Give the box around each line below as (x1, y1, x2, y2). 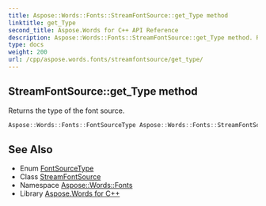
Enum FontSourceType (19, 163, 94, 174)
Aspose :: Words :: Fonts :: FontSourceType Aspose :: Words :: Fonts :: (8, 121, 218, 129)
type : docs (8, 41, 44, 49)
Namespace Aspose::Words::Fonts (19, 181, 133, 190)
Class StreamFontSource (19, 172, 101, 182)
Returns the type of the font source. (8, 106, 125, 115)
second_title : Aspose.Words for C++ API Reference (8, 26, 179, 34)
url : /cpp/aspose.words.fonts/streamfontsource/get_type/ (8, 56, 203, 64)
